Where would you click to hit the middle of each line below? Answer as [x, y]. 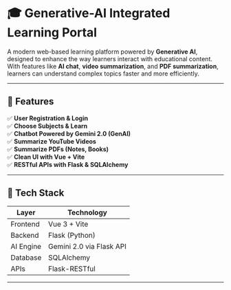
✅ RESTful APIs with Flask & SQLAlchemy [68, 164]
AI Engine [26, 246]
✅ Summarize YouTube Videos [52, 141]
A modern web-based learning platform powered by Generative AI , [102, 52]
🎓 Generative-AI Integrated [89, 13]
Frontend [25, 224]
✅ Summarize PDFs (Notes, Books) [58, 149]
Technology [88, 212]
